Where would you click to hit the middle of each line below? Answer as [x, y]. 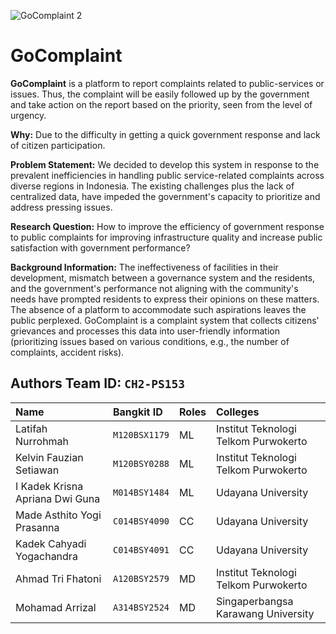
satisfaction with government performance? [100, 247]
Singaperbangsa [254, 601]
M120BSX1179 [141, 434]
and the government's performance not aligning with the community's [154, 288]
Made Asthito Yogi [58, 515]
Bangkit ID [137, 412]
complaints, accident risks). [67, 352]
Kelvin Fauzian [49, 457]
